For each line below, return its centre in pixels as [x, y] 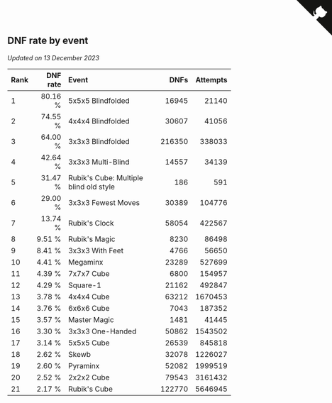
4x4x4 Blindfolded [99, 121]
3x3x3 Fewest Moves [104, 202]
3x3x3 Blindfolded [99, 141]
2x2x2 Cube [89, 377]
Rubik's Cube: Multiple [106, 177]
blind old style [92, 187]
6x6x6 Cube [89, 308]
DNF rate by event [48, 41]
